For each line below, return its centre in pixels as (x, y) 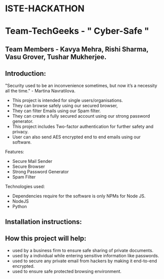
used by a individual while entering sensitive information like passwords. (85, 255)
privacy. (20, 131)
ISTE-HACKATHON (45, 9)
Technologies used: (25, 186)
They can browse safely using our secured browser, (65, 105)
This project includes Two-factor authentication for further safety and (83, 126)
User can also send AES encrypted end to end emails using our (76, 137)
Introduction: (26, 74)
